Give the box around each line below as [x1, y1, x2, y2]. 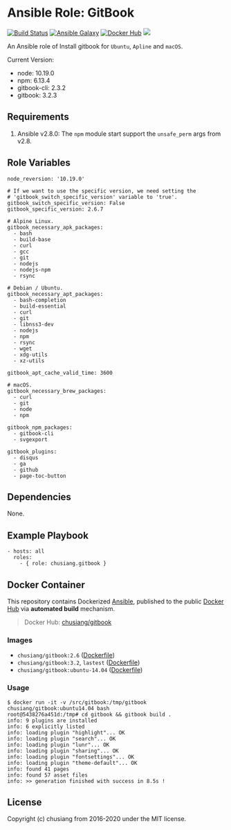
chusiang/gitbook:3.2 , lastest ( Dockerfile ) [17, 658, 140, 666]
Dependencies [7, 491, 71, 503]
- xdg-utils [13, 351, 48, 358]
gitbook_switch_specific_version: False [7, 200, 126, 206]
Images [7, 635, 33, 645]
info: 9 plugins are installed [7, 717, 98, 724]
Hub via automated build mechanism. [7, 605, 115, 612]
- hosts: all [7, 548, 45, 555]
